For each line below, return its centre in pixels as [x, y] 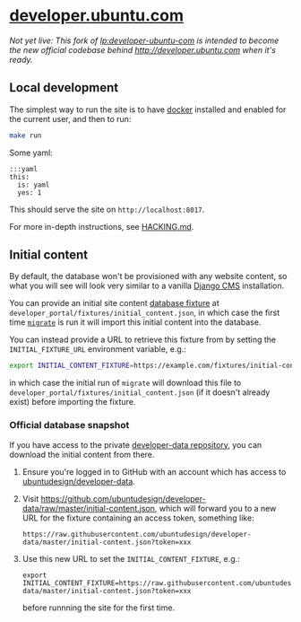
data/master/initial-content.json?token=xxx [107, 542]
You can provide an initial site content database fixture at [114, 303]
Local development [64, 88]
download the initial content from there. [82, 454]
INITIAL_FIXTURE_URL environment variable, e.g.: [98, 349]
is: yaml [34, 185]
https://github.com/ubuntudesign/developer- [123, 498]
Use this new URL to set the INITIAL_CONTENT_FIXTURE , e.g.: [131, 558]
